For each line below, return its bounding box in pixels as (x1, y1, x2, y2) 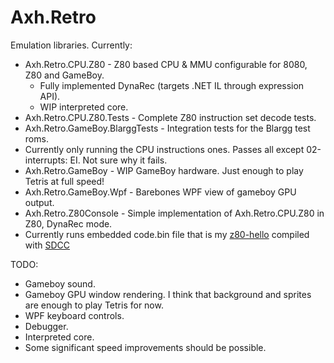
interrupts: (24, 154, 68, 166)
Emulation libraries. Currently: (10, 39, 133, 51)
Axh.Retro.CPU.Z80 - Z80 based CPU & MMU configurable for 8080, (24, 58, 308, 70)
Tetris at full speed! (24, 175, 105, 187)
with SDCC (24, 239, 70, 251)
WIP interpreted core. (39, 101, 129, 113)
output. (24, 196, 55, 208)
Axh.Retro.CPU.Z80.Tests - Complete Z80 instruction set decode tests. (24, 111, 317, 123)
